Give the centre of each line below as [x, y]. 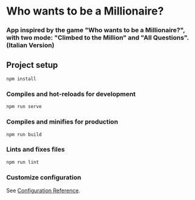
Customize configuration [44, 177]
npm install [21, 79]
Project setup [32, 65]
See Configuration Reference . [43, 191]
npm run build [24, 135]
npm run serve [24, 107]
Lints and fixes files [36, 150]
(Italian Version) [30, 45]
